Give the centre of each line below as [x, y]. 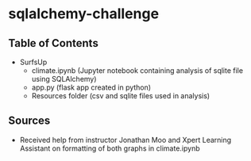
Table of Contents [54, 43]
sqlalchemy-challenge [84, 14]
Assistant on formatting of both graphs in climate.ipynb [110, 148]
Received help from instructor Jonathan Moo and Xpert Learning [125, 140]
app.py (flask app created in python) [91, 87]
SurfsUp [33, 62]
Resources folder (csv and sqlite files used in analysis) [121, 96]
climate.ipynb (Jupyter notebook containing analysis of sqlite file [137, 71]
